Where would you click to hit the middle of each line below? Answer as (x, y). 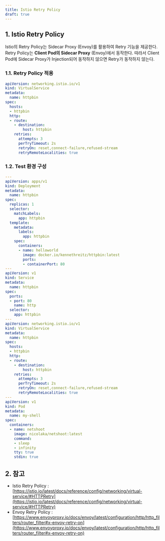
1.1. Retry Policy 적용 (29, 73)
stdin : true (26, 457)
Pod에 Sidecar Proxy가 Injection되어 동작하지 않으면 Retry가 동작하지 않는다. (80, 59)
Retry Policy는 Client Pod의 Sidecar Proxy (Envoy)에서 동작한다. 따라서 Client (82, 53)
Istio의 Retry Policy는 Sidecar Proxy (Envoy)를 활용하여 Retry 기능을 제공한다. (81, 47)
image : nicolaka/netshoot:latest (48, 434)
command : (23, 438)
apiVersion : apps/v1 (26, 181)
